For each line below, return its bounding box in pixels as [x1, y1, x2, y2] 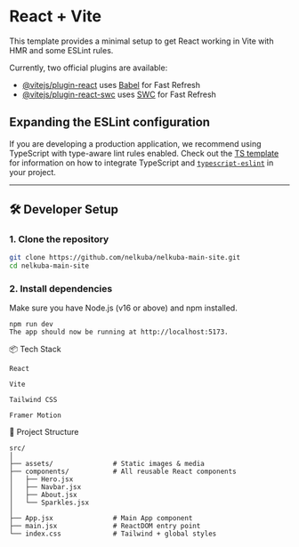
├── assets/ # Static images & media [9, 460, 205, 469]
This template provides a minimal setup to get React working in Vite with [9, 36, 274, 46]
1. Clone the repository [9, 233, 109, 245]
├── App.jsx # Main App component [9, 514, 193, 523]
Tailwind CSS [9, 396, 58, 405]
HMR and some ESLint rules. [9, 44, 114, 55]
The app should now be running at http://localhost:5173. [9, 327, 229, 337]
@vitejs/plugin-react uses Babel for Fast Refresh [21, 79, 201, 90]
